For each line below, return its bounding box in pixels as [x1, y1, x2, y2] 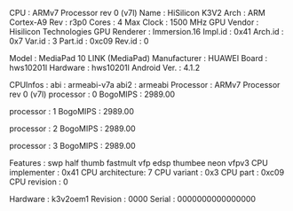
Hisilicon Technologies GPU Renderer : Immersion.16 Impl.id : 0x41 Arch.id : [9, 27, 284, 36]
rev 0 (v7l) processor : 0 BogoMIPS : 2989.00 [9, 89, 176, 99]
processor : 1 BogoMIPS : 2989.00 [9, 106, 135, 116]
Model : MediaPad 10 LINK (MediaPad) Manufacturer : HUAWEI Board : [9, 53, 268, 63]
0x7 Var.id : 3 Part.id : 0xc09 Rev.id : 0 [9, 35, 149, 46]
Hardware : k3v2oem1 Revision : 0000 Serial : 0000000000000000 [9, 194, 256, 204]
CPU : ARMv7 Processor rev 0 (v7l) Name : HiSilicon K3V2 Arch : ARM [9, 8, 266, 18]
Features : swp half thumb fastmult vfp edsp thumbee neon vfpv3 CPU [9, 158, 268, 168]
